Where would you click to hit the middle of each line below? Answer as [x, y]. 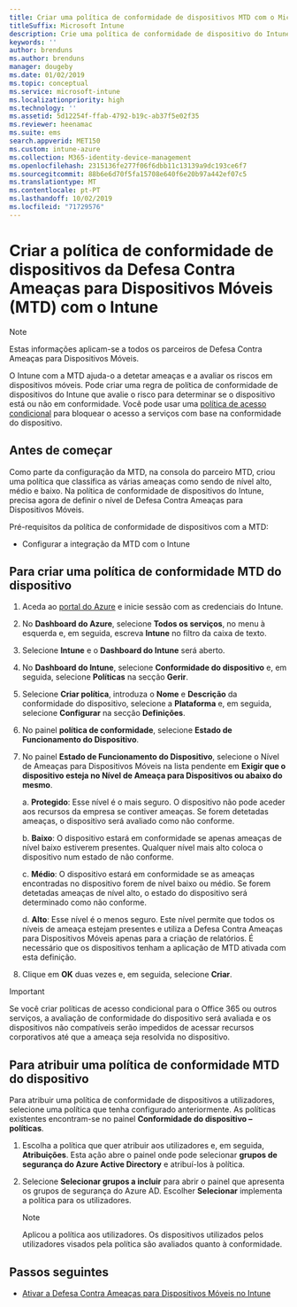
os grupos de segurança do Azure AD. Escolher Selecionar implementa [152, 1191]
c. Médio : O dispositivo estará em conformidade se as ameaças [138, 875]
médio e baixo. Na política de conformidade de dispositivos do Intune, [137, 490]
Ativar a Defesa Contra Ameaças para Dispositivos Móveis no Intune [146, 1293]
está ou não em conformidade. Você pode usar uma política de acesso [138, 403]
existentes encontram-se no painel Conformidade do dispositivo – [131, 1119]
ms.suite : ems [35, 133]
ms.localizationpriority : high [67, 100]
